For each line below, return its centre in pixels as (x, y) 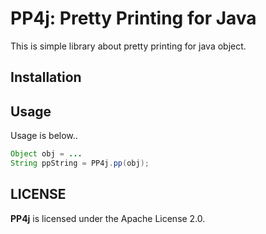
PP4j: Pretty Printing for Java (133, 18)
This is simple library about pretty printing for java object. (128, 46)
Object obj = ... (46, 154)
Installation (46, 77)
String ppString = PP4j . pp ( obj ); (80, 163)
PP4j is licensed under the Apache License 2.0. (108, 218)
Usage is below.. (44, 136)
